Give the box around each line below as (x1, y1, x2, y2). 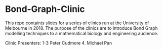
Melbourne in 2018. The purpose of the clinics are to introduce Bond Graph (5, 25, 158, 31)
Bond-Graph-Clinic (5, 3, 85, 15)
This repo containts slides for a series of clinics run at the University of (5, 20, 149, 26)
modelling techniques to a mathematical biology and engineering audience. (5, 30, 158, 36)
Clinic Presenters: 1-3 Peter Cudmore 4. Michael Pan (5, 40, 112, 46)
